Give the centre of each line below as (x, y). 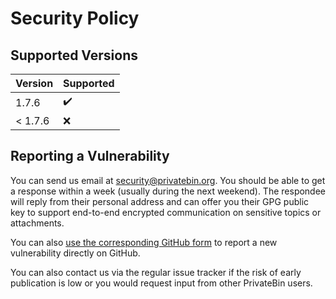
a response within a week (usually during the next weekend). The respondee (168, 191)
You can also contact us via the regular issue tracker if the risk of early (156, 272)
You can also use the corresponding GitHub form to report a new (144, 242)
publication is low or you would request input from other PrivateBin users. (161, 283)
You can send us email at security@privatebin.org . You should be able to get (168, 180)
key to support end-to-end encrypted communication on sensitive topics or (166, 212)
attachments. (37, 223)
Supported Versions (74, 55)
